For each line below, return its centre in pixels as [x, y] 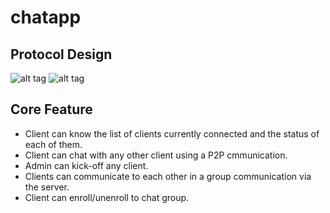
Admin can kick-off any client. [86, 165]
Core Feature [51, 109]
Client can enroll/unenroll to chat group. [107, 197]
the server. [47, 187]
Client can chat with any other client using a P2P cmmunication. [156, 155]
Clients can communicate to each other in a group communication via [168, 176]
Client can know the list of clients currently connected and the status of [172, 133]
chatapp [46, 17]
